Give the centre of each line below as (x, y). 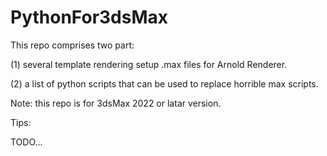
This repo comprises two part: (72, 45)
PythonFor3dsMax (89, 17)
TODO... (26, 142)
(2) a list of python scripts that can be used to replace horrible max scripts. (164, 83)
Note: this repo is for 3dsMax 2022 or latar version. (116, 103)
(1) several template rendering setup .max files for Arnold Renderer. (149, 64)
